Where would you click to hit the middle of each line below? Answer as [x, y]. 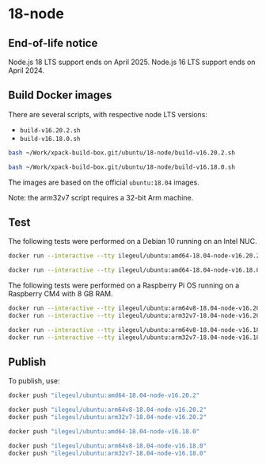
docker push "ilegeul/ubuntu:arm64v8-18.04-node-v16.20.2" [108, 410]
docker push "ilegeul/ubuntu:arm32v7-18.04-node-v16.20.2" [108, 417]
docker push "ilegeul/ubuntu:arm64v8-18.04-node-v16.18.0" [108, 446]
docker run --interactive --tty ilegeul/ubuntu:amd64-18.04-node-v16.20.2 [134, 256]
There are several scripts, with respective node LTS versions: [108, 114]
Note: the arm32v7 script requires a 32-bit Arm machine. [101, 197]
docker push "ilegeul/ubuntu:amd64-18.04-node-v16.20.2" [104, 396]
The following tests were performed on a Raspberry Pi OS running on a [124, 285]
